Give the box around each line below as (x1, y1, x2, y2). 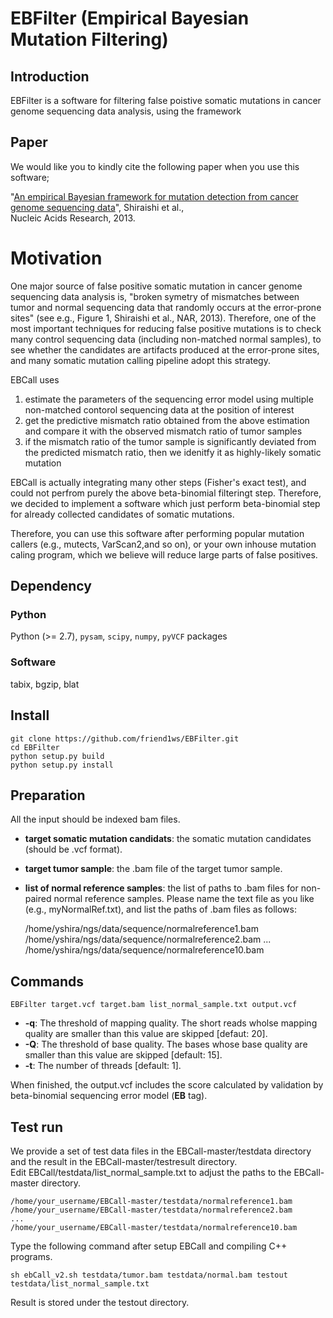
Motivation (10, 247, 103, 269)
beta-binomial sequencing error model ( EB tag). (10, 1090, 208, 1102)
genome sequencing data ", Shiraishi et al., (10, 201, 185, 213)
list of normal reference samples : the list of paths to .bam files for (24, 882, 299, 894)
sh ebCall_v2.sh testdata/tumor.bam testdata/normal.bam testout (10, 1270, 288, 1280)
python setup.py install (10, 760, 114, 770)
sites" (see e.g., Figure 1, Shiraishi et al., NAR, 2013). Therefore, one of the (10, 312, 317, 324)
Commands (10, 973, 85, 990)
